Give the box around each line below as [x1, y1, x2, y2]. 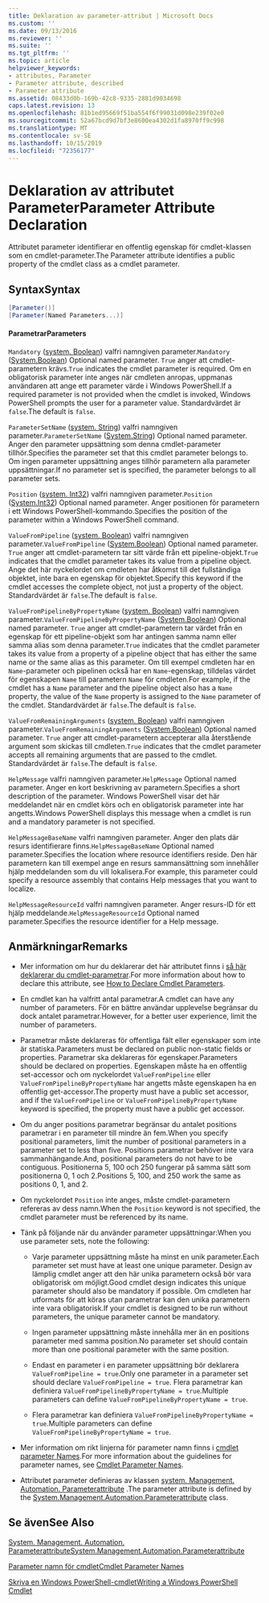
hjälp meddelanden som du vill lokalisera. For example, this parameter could [8, 867, 259, 876]
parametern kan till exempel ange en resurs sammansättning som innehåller [8, 859, 259, 868]
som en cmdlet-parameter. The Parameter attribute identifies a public [8, 251, 235, 260]
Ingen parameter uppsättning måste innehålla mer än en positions [31, 1327, 250, 1337]
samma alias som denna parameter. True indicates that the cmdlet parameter [8, 640, 260, 650]
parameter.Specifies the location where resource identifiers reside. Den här [8, 850, 258, 859]
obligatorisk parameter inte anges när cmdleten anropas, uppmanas [8, 372, 233, 383]
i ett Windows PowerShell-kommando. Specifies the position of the [8, 507, 228, 516]
